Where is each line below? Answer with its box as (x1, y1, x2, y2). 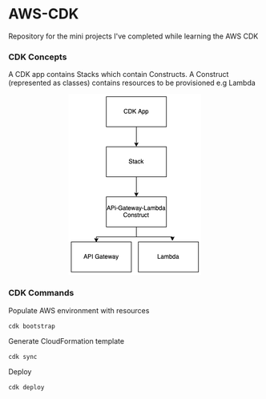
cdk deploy (8, 383, 45, 391)
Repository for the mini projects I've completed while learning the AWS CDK (8, 31, 259, 41)
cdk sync (8, 353, 38, 361)
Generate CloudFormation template (8, 336, 125, 345)
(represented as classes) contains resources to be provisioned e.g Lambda (8, 78, 256, 88)
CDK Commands (8, 288, 75, 299)
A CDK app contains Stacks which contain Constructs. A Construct (8, 70, 229, 79)
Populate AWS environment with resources (8, 305, 150, 315)
